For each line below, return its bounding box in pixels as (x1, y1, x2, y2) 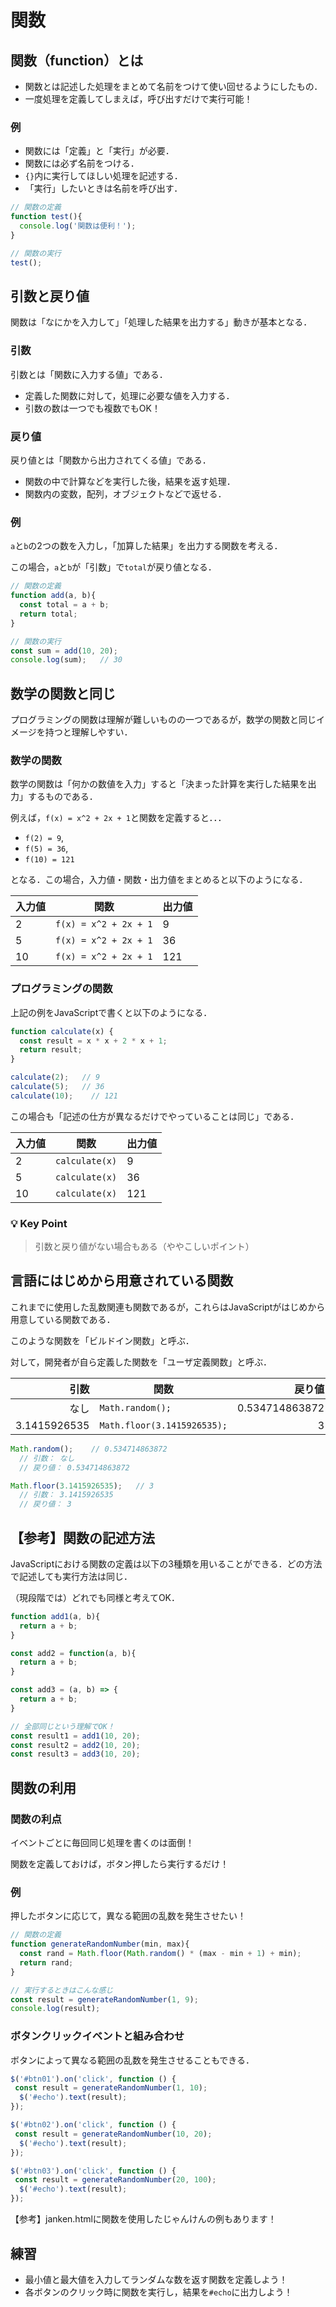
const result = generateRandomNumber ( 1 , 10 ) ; (14, 2083, 208, 2093)
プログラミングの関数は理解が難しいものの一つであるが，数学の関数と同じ (10, 714, 317, 726)
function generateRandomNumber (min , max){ (10, 1939, 190, 1950)
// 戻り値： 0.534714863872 (19, 1462, 130, 1473)
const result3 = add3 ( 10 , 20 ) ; (10, 1749, 141, 1760)
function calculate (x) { (10, 1026, 114, 1036)
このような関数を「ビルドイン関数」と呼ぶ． (10, 1334, 195, 1346)
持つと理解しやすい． (44, 726, 133, 738)
